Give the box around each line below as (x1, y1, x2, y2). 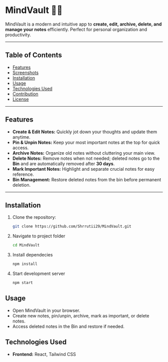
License (12, 96, 29, 102)
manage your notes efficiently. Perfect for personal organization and (5, 26, 147, 32)
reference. (12, 171, 34, 177)
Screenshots (12, 70, 39, 76)
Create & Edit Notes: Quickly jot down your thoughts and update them (12, 129, 157, 135)
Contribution (12, 91, 38, 97)
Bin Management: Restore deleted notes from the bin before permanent (12, 176, 161, 182)
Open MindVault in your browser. (12, 307, 80, 313)
